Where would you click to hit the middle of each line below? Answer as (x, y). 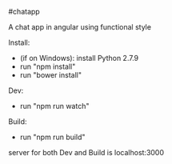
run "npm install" (48, 66)
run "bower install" (51, 75)
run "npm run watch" (54, 106)
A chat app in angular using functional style (80, 27)
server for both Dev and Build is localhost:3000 (86, 152)
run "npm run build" (52, 137)
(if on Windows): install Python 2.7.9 (79, 58)
